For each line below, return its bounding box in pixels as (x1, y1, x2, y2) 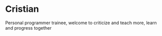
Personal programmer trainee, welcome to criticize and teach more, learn (5, 20, 157, 26)
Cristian (5, 3, 39, 15)
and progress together (5, 25, 52, 31)
